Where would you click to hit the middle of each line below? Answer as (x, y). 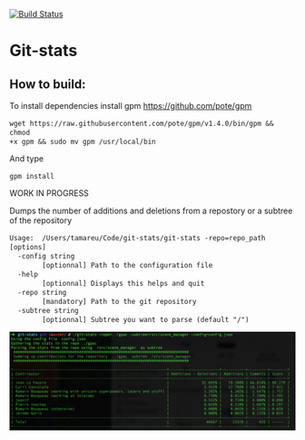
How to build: (48, 84)
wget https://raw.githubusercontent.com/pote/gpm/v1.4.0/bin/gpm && (142, 123)
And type (26, 158)
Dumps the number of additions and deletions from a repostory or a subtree (151, 210)
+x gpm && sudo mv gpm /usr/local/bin (83, 142)
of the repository (41, 220)
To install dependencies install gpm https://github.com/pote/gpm (131, 106)
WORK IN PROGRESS (49, 193)
